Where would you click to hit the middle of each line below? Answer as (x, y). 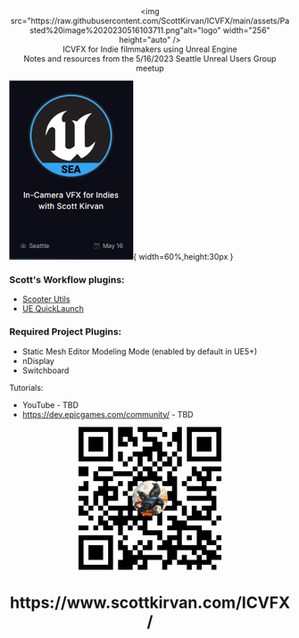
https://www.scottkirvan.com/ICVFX (150, 602)
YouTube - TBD (50, 405)
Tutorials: (26, 387)
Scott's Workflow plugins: (67, 279)
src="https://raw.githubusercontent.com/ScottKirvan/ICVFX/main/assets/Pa (150, 21)
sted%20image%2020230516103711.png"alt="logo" (125, 30)
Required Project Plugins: (66, 332)
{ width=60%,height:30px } (183, 257)
